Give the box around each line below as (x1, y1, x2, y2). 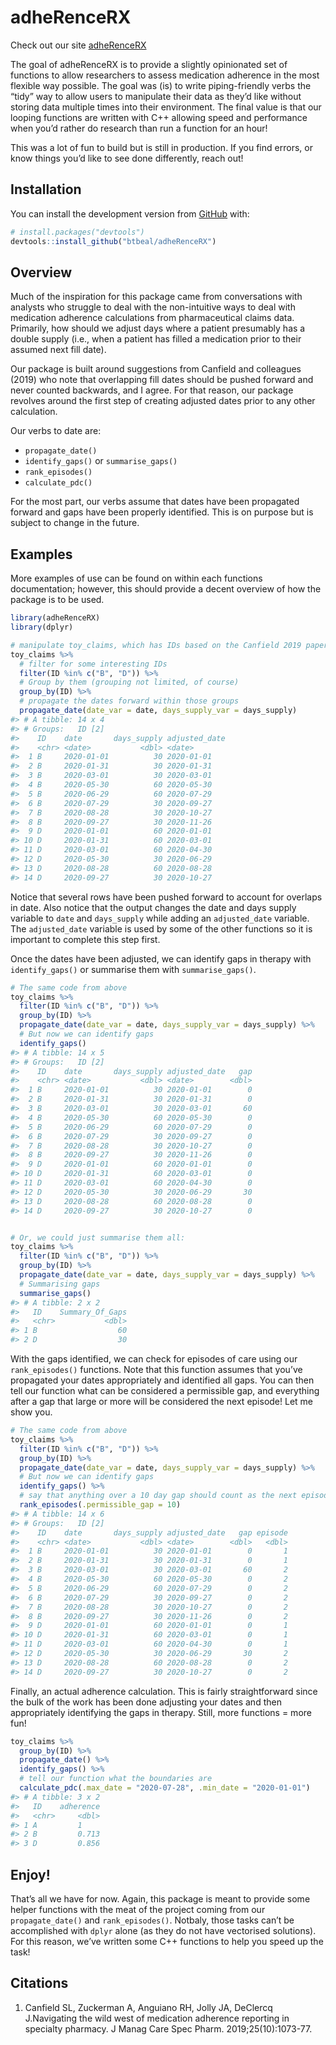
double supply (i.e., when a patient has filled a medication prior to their (10, 333, 302, 345)
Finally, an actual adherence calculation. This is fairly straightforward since (10, 1685, 318, 1697)
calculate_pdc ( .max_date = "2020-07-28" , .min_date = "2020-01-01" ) (19, 1783, 311, 1793)
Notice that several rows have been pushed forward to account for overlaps (10, 891, 323, 903)
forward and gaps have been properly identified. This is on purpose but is (10, 506, 314, 518)
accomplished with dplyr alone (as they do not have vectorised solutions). (10, 1924, 317, 1936)
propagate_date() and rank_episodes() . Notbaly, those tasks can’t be (10, 1914, 295, 1926)
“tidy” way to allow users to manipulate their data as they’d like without (10, 90, 302, 102)
